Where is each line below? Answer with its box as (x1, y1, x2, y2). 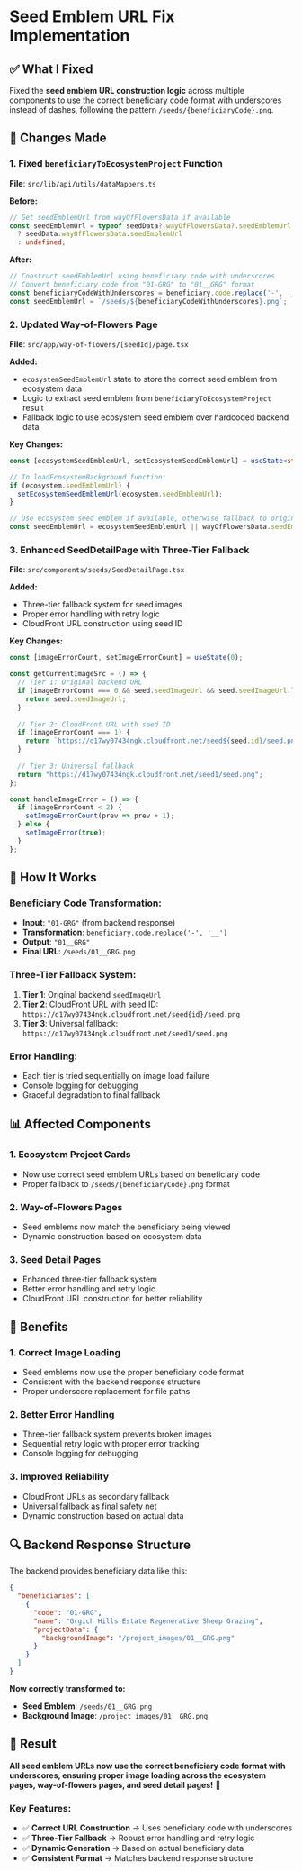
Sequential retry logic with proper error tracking (22, 1438, 200, 1449)
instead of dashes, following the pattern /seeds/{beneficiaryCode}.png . (9, 105, 274, 114)
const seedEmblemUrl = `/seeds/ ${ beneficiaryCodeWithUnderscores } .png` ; (9, 297, 288, 306)
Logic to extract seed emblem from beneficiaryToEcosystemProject (22, 392, 272, 403)
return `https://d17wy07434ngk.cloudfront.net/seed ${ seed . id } (25, 736, 263, 745)
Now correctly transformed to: (9, 1683, 126, 1693)
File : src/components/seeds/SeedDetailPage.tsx (9, 564, 185, 575)
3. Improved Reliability (9, 1471, 110, 1483)
